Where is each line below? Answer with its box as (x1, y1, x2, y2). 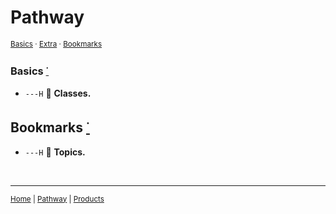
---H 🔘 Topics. (24, 146, 86, 158)
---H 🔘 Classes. (24, 87, 92, 99)
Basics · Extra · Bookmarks (10, 39, 103, 49)
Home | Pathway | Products (10, 194, 105, 204)
